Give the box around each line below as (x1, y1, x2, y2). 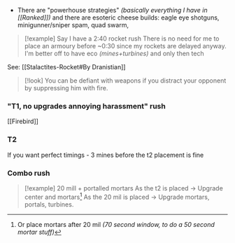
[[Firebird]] (7, 117, 38, 125)
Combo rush (7, 168, 50, 178)
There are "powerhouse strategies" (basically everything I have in (17, 6, 208, 14)
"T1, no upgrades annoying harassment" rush (7, 101, 166, 111)
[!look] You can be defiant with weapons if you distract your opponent (24, 76, 227, 85)
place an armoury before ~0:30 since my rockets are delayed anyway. (24, 42, 227, 50)
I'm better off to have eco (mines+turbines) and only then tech (24, 49, 204, 57)
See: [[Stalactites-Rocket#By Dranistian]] (7, 63, 126, 71)
